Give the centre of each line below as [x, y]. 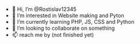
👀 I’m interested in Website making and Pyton [68, 15]
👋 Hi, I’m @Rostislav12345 [44, 9]
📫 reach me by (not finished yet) [53, 35]
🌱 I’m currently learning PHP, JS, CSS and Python [73, 22]
